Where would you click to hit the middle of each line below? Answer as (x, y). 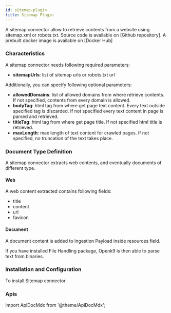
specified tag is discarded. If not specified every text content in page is (88, 111)
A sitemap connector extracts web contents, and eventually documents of (83, 163)
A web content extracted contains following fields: (59, 191)
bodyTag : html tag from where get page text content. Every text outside (89, 105)
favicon (21, 218)
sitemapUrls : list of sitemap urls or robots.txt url (64, 74)
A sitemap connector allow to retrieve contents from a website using (78, 29)
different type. (21, 168)
